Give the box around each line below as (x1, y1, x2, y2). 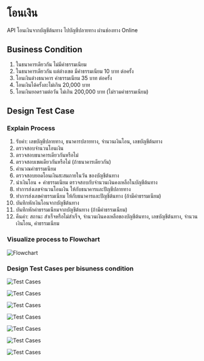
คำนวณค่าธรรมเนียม (15, 165, 56, 172)
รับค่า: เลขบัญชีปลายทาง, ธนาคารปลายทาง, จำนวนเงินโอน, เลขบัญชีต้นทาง (15, 138, 163, 145)
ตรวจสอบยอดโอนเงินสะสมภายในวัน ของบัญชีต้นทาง (15, 172, 120, 179)
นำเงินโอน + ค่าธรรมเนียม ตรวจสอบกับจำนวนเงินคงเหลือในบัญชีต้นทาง (15, 179, 158, 186)
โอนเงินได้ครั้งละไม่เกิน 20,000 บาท (15, 81, 90, 88)
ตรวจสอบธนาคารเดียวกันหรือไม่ (15, 152, 79, 159)
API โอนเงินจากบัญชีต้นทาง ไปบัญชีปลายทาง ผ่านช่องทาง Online (7, 26, 138, 33)
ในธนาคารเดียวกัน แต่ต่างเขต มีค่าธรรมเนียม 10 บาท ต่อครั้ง (15, 67, 134, 75)
